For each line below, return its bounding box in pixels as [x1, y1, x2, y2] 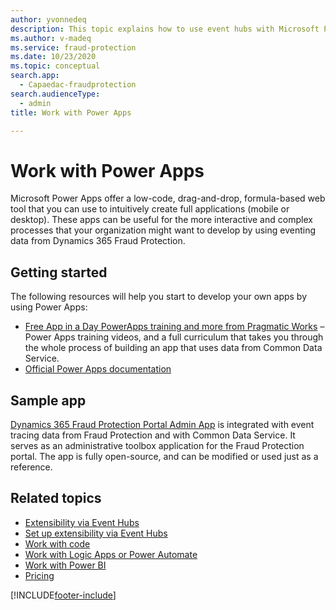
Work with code [24, 537, 91, 550]
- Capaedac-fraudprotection [19, 80, 137, 90]
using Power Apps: [10, 301, 88, 313]
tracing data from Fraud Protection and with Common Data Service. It [10, 429, 296, 441]
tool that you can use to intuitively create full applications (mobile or [10, 203, 290, 215]
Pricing [24, 569, 55, 581]
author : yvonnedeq [10, 14, 87, 25]
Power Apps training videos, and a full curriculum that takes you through [24, 331, 324, 343]
